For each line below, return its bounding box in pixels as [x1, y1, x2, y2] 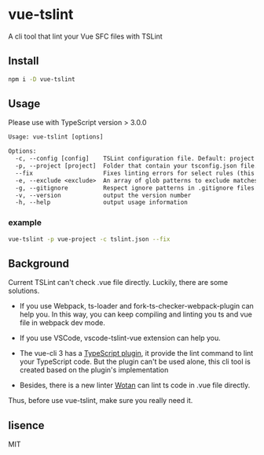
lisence [8, 419, 45, 432]
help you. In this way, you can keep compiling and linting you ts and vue [19, 309, 253, 320]
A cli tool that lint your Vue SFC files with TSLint [8, 31, 163, 41]
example [8, 217, 42, 228]
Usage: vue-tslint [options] [8, 133, 104, 141]
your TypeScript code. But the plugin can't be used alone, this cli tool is [19, 357, 251, 367]
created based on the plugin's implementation [19, 365, 169, 375]
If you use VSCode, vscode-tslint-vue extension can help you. [19, 333, 222, 343]
